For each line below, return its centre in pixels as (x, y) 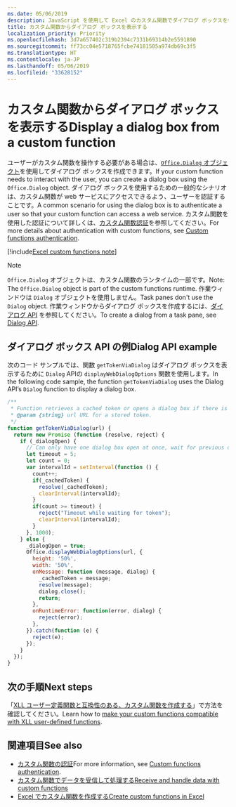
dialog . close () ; (62, 591)
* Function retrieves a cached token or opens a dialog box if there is (119, 409)
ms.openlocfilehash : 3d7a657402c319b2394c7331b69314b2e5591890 (102, 40)
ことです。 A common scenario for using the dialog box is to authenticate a (115, 205)
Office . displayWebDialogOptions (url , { (84, 552)
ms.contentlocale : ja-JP (44, 60)
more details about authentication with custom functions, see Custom (108, 231)
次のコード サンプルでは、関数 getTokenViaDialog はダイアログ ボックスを (114, 365)
